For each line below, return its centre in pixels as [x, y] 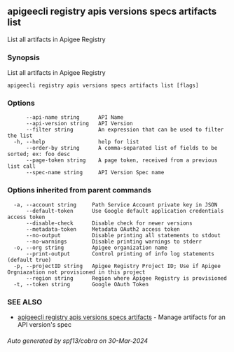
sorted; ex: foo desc [39, 154]
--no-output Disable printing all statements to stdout [123, 235]
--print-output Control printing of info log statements [120, 254]
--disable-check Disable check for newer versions [109, 223]
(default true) [29, 260]
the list [20, 136]
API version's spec [44, 324]
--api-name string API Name [75, 118]
